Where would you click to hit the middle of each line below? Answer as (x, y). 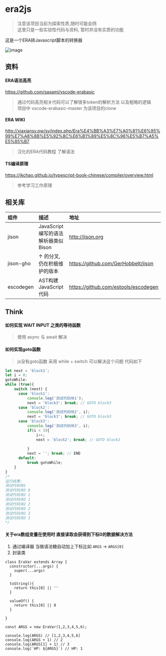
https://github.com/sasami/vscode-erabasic (50, 92)
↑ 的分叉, (50, 256)
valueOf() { (22, 601)
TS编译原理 (17, 164)
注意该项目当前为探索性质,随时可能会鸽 (57, 23)
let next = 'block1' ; (27, 371)
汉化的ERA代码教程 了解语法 (46, 151)
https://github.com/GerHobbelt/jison (111, 263)
